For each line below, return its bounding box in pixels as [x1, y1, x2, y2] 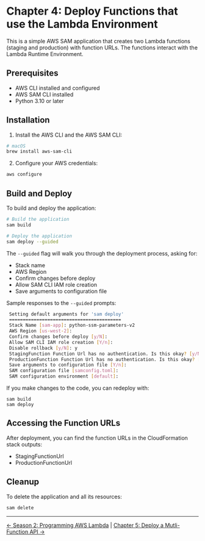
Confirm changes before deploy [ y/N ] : [9, 334, 108, 340]
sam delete [6, 504, 34, 511]
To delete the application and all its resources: [6, 493, 122, 500]
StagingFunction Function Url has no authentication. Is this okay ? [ [9, 351, 192, 357]
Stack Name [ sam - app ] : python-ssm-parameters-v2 [9, 322, 135, 329]
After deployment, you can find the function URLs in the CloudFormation [6, 434, 188, 442]
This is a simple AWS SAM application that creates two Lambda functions [6, 37, 191, 45]
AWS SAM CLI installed [15, 90, 74, 98]
